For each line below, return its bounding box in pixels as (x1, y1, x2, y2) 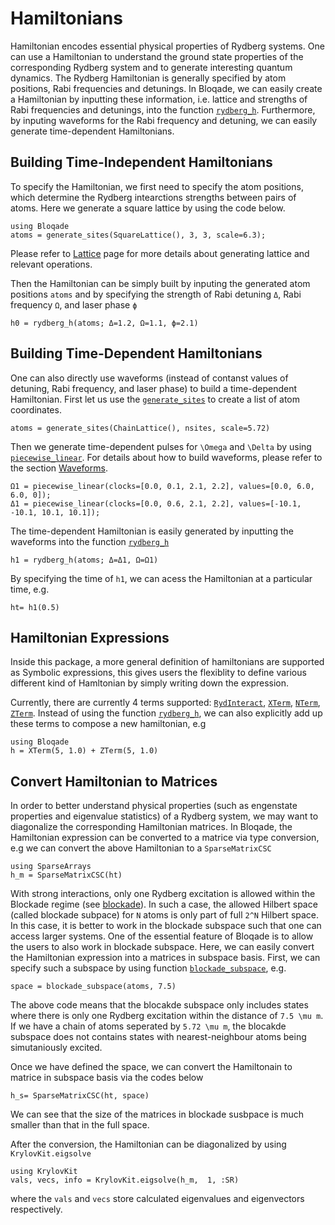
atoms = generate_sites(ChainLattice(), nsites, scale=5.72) (10, 423, 271, 433)
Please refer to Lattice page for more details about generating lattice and (10, 247, 310, 259)
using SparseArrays (10, 862, 92, 872)
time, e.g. (10, 583, 50, 595)
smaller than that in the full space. (10, 1119, 150, 1131)
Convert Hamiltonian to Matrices (10, 773, 218, 790)
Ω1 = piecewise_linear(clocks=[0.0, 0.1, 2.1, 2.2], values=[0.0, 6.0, (10, 481, 315, 491)
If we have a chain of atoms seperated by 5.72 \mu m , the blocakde (10, 1020, 287, 1032)
